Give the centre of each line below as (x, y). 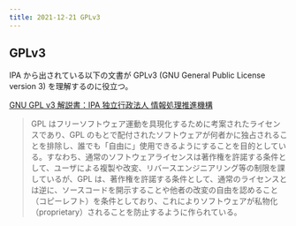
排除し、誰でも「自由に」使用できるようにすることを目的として (163, 146)
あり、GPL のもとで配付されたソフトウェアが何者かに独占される (163, 135)
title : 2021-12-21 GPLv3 (55, 17)
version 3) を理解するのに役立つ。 (71, 87)
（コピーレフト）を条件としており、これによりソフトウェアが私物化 (154, 201)
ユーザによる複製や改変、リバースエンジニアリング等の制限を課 (169, 168)
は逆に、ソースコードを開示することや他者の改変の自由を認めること (154, 190)
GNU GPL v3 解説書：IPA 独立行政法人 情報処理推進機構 (111, 105)
